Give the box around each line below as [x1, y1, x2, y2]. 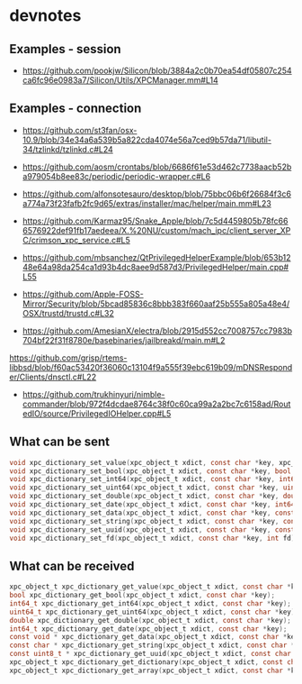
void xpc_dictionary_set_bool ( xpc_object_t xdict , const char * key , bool [9, 466, 292, 476]
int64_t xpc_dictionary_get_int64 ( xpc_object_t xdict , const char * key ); [9, 598, 292, 608]
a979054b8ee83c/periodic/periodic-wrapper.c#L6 [22, 170, 211, 181]
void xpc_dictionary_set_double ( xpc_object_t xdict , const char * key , [9, 492, 280, 501]
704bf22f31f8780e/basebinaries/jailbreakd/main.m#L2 [22, 334, 226, 345]
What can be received [9, 558, 135, 573]
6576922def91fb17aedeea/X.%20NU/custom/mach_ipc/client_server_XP [22, 224, 291, 235]
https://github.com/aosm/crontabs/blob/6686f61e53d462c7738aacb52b [22, 161, 292, 172]
